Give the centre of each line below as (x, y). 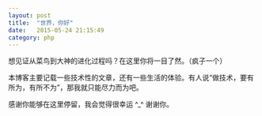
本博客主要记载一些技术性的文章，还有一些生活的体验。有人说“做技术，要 (128, 78)
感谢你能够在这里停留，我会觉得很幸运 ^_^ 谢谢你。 (91, 104)
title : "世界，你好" (41, 23)
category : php (32, 37)
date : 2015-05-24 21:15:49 (56, 30)
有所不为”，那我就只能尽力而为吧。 (86, 88)
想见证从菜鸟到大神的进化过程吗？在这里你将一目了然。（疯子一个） (118, 61)
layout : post (30, 15)
